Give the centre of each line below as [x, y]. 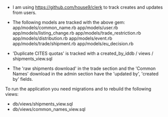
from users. [24, 13]
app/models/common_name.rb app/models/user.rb [65, 28]
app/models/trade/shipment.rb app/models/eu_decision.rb [73, 44]
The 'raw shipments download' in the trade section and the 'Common [84, 68]
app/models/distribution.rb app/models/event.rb [62, 38]
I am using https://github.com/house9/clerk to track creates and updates [88, 7]
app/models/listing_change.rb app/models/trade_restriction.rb [77, 33]
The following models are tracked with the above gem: [69, 22]
